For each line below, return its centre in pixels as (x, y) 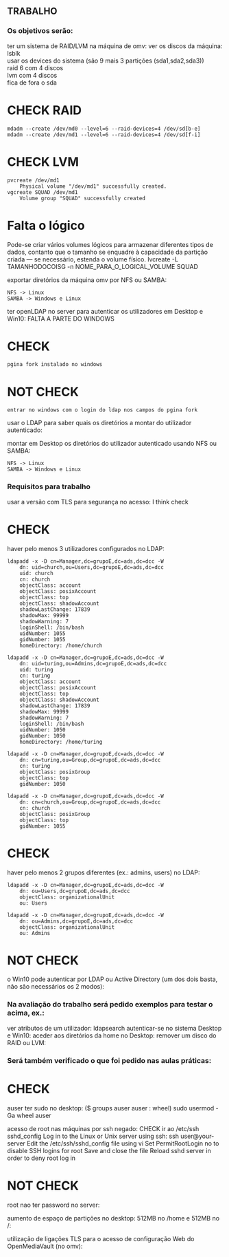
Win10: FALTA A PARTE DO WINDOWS (61, 319)
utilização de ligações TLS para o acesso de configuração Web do (101, 1238)
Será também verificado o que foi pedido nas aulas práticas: (109, 1060)
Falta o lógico (46, 225)
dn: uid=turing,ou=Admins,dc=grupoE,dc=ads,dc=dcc (93, 663)
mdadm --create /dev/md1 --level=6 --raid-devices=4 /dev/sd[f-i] (104, 135)
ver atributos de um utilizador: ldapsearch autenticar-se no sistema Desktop (114, 1028)
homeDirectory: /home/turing (61, 742)
